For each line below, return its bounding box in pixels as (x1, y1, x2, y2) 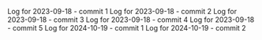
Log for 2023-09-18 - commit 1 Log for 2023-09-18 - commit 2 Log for (7, 7, 238, 16)
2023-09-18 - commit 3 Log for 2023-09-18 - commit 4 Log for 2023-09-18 (7, 15, 255, 24)
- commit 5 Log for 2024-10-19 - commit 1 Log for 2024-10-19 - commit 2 (7, 24, 246, 32)
